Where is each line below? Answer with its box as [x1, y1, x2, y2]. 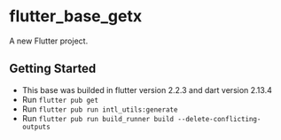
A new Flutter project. [9, 35, 89, 46]
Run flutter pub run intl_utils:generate [21, 104, 178, 114]
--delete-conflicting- [176, 114, 261, 123]
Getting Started [9, 61, 97, 76]
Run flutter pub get [21, 94, 99, 105]
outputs [21, 122, 51, 131]
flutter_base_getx [9, 6, 143, 27]
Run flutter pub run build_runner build [21, 113, 175, 123]
